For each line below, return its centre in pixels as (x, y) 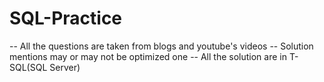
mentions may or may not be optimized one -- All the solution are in (148, 56)
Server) (65, 67)
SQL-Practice (66, 18)
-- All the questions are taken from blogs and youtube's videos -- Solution (161, 46)
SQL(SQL (28, 67)
